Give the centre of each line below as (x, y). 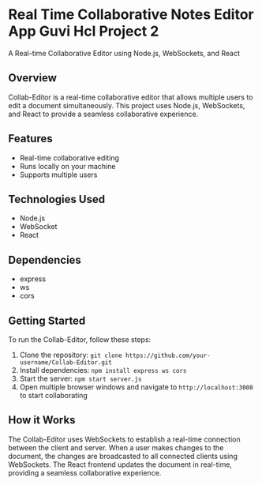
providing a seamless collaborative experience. (85, 472)
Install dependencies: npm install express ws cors (103, 370)
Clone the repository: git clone (71, 355)
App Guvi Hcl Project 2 (84, 31)
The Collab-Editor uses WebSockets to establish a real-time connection (124, 439)
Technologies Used (56, 199)
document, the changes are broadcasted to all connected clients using (123, 456)
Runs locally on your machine (67, 166)
